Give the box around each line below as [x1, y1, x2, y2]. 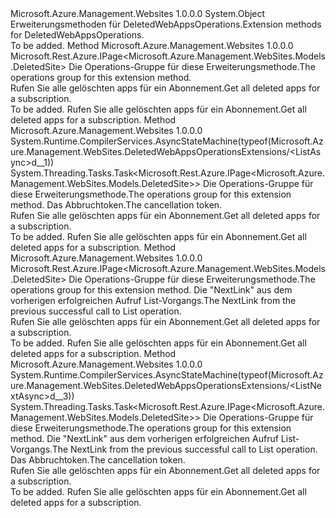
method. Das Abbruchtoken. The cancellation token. [10, 199, 223, 211]
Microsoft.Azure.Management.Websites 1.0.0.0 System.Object [10, 8, 266, 19]
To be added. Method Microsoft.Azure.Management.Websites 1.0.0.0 [10, 40, 294, 51]
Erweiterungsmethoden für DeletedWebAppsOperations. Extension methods [10, 18, 322, 30]
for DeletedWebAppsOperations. [10, 29, 145, 41]
